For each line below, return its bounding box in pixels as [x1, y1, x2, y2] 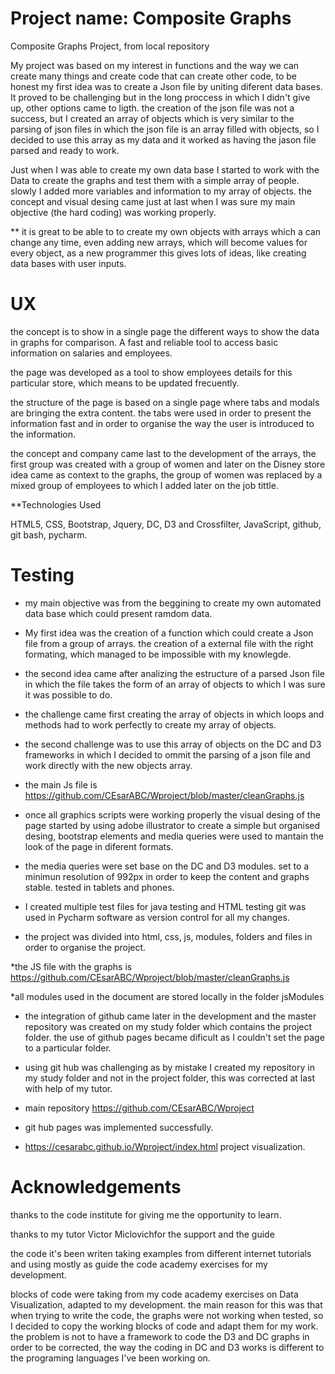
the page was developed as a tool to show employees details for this [10, 366, 293, 378]
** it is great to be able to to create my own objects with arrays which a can [10, 225, 322, 237]
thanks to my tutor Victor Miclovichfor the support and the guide [10, 1228, 275, 1240]
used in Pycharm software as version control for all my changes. [24, 911, 290, 923]
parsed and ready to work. [10, 144, 120, 156]
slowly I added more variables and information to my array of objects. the [10, 185, 312, 197]
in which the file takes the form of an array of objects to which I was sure [24, 678, 326, 690]
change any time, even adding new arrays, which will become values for [10, 236, 308, 248]
